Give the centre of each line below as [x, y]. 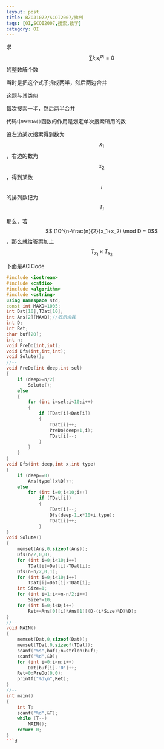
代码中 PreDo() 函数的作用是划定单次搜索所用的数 [66, 121]
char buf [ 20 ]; [24, 334]
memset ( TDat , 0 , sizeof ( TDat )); [55, 645]
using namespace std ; [34, 300]
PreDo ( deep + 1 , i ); [71, 430]
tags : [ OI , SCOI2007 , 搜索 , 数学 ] [44, 23]
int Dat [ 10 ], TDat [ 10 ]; [35, 312]
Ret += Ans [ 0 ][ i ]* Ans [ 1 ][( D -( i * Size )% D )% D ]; [82, 611]
